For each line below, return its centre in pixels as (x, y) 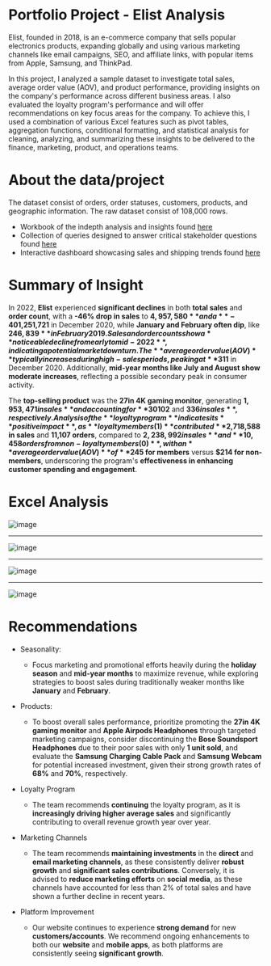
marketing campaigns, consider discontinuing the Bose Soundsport (145, 739)
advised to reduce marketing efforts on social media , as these (137, 879)
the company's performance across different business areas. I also (120, 95)
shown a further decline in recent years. (98, 896)
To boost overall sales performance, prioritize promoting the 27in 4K (146, 722)
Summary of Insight (76, 285)
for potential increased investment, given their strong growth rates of (146, 765)
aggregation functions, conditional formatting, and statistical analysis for (129, 130)
